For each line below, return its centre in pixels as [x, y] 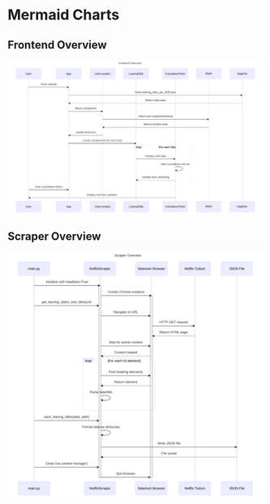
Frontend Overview [57, 45]
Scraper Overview [54, 237]
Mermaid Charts [64, 15]
